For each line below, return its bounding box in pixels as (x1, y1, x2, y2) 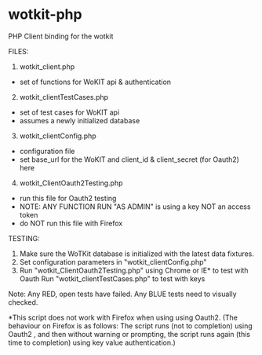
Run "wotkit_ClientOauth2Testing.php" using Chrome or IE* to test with (19, 265, 249, 275)
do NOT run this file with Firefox (19, 218, 123, 228)
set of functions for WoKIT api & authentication (19, 77, 171, 86)
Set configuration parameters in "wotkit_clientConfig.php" (19, 257, 207, 266)
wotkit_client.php (19, 61, 75, 71)
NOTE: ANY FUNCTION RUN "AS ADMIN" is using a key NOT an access (19, 202, 251, 211)
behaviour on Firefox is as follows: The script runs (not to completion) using (8, 320, 253, 331)
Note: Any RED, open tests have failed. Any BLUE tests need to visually (8, 289, 237, 298)
